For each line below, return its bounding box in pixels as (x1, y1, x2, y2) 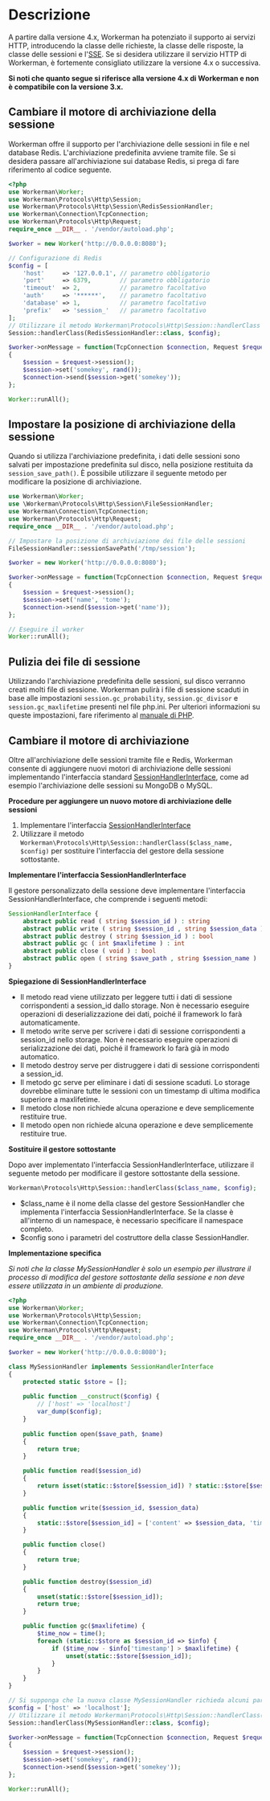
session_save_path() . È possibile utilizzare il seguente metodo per (8, 469, 227, 478)
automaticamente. (19, 1017, 80, 1027)
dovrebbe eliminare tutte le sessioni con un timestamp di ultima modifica (19, 1086, 261, 1095)
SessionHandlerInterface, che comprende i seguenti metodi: (8, 894, 208, 903)
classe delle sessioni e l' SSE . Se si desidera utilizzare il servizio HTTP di (8, 49, 247, 59)
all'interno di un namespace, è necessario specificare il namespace (19, 1215, 243, 1225)
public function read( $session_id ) (22, 1467, 142, 1476)
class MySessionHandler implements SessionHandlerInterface (8, 1362, 215, 1371)
